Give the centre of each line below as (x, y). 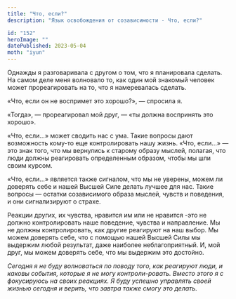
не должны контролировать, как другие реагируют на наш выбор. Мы (113, 230)
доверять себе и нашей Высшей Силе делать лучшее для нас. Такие (111, 186)
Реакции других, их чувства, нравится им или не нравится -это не (107, 215)
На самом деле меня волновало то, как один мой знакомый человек (111, 80)
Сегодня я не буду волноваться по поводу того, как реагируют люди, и (115, 266)
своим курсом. (30, 165)
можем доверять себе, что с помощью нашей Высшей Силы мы (104, 237)
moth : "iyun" (26, 53)
